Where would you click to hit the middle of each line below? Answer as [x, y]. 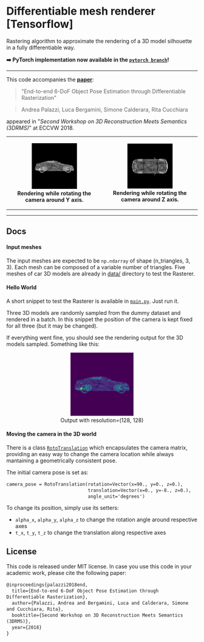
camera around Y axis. [54, 200]
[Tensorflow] [40, 24]
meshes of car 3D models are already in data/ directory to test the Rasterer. [101, 273]
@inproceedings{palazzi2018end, [47, 585]
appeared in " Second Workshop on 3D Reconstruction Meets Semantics [97, 121]
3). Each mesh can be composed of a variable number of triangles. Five [96, 267]
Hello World [22, 287]
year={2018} [27, 627]
